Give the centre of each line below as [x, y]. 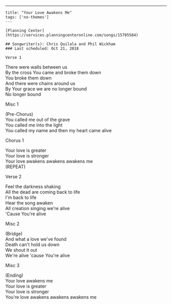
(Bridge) [14, 234]
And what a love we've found [36, 239]
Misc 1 [12, 104]
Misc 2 [12, 224]
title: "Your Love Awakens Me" [39, 13]
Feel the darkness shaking [33, 187]
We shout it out [21, 250]
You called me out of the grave [38, 119]
